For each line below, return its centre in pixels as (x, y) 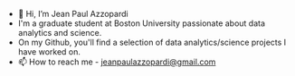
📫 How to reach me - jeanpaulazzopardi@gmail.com (117, 62)
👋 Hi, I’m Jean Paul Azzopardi (73, 14)
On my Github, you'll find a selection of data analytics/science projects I (152, 42)
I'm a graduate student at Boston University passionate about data (141, 23)
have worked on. (49, 52)
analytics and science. (60, 33)
